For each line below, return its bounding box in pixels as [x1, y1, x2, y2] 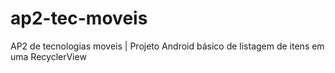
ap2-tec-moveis [10, 7, 148, 30]
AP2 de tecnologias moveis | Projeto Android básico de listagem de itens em [10, 40, 325, 52]
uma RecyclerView [10, 50, 87, 62]
